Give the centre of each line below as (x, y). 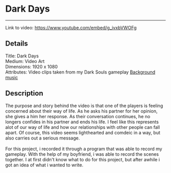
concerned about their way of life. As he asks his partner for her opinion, (81, 111)
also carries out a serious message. (42, 138)
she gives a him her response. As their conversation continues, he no (78, 116)
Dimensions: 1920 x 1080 (32, 66)
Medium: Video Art (25, 61)
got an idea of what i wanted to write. (44, 165)
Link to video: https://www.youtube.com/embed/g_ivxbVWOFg (71, 27)
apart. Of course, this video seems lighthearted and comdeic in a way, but (83, 132)
